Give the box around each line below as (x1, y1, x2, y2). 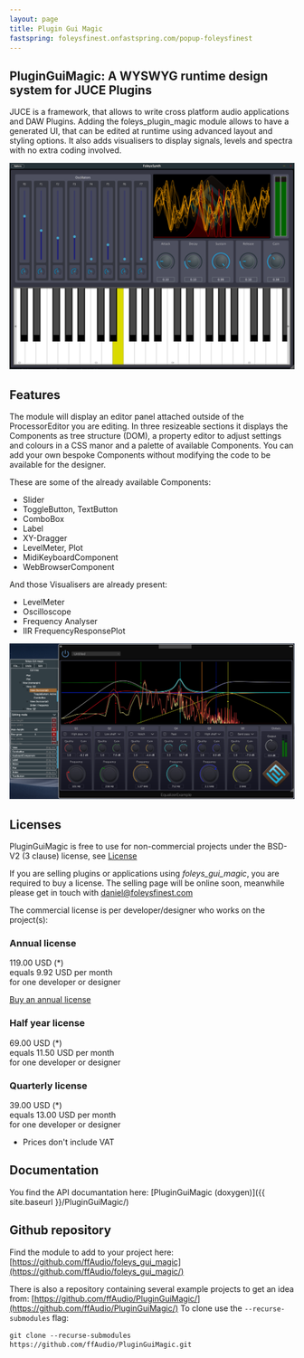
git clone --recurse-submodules (9, 1331, 131, 1340)
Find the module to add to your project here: (9, 1247, 175, 1258)
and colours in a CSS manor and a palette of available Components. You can (9, 440, 294, 451)
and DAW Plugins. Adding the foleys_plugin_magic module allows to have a (9, 116, 290, 127)
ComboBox (22, 514, 65, 525)
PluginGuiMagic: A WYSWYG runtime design (9, 68, 269, 83)
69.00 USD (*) (9, 1037, 62, 1049)
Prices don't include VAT (22, 1136, 115, 1148)
